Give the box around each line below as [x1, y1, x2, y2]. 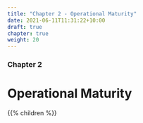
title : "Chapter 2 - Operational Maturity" [7, 10, 137, 18]
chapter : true [7, 30, 49, 37]
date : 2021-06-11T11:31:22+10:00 [7, 17, 106, 24]
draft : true [7, 23, 42, 30]
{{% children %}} [7, 108, 58, 117]
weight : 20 [7, 37, 39, 44]
